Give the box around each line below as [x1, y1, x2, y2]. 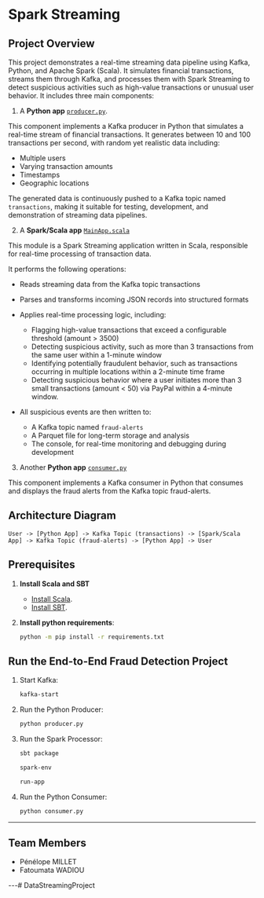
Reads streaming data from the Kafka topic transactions [19, 280, 200, 288]
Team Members [8, 836, 86, 849]
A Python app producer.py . [19, 106, 108, 115]
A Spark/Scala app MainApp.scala [19, 225, 130, 235]
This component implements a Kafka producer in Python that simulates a [8, 122, 244, 130]
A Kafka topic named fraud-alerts [31, 423, 144, 431]
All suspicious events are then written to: [19, 407, 152, 416]
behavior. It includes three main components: [8, 91, 155, 100]
